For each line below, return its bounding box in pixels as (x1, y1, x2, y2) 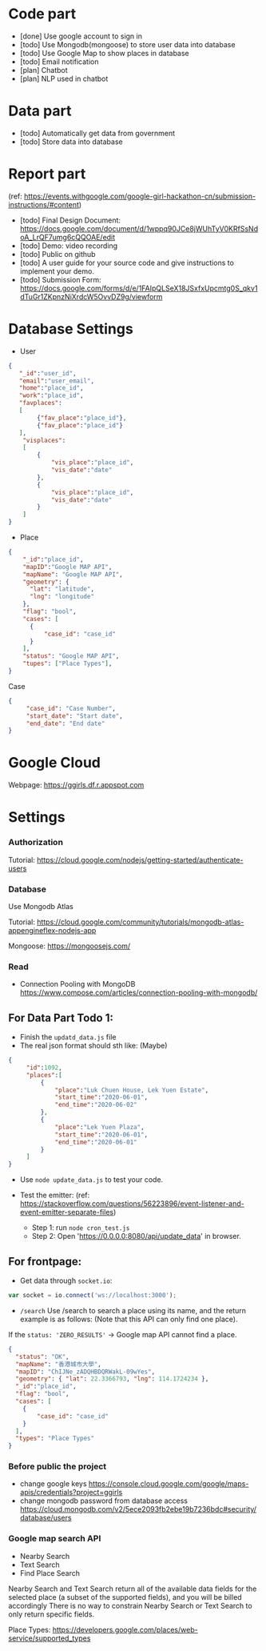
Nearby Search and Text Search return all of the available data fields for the (8, 1584, 257, 1593)
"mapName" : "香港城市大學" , (15, 1360, 101, 1368)
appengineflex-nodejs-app (8, 925, 97, 935)
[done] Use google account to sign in (19, 31, 142, 41)
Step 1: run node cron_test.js (31, 1223, 130, 1232)
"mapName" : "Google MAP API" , (22, 570, 124, 579)
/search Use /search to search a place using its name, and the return (19, 1305, 246, 1315)
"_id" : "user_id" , (18, 369, 77, 377)
